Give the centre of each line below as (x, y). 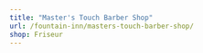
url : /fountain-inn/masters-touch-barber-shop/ (102, 26)
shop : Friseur (37, 34)
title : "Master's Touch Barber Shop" (81, 18)
